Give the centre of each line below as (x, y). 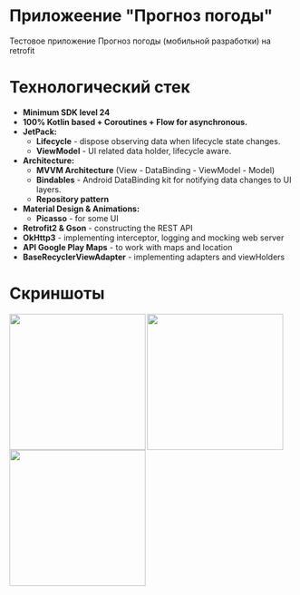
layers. (48, 189)
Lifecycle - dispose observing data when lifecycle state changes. (158, 141)
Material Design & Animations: (81, 209)
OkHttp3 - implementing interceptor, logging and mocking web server (153, 238)
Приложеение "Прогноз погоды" (141, 16)
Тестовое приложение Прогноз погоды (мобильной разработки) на (140, 41)
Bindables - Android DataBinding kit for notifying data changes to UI (164, 180)
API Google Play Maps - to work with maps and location (127, 247)
